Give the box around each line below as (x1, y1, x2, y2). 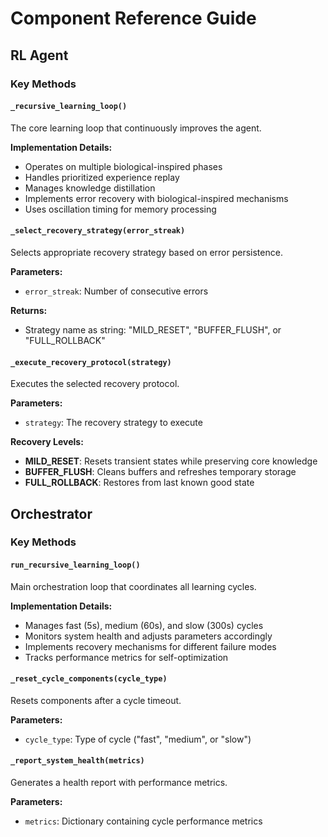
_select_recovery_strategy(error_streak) (10, 226, 186, 236)
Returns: (10, 304, 48, 316)
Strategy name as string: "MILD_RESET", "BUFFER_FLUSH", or (24, 323, 282, 336)
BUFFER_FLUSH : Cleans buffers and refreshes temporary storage (24, 466, 297, 478)
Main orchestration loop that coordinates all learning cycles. (10, 580, 257, 592)
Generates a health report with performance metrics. (10, 777, 228, 789)
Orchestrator (10, 505, 93, 522)
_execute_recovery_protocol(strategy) (10, 357, 172, 367)
